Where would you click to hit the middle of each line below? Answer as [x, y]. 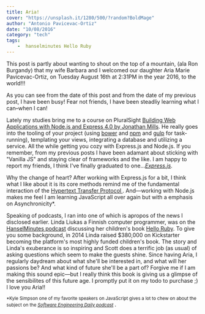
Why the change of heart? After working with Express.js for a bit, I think [96, 177]
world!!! [16, 83]
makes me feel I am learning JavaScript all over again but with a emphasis [99, 197]
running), [18, 139]
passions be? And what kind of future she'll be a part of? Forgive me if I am [101, 267]
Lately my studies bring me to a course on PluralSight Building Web [91, 120]
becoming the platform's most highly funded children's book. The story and [102, 241]
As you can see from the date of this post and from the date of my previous [101, 95]
